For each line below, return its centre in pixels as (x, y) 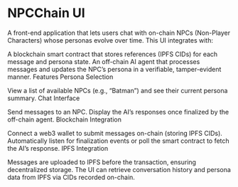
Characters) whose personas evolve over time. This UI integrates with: (110, 40)
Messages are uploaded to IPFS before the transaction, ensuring (102, 162)
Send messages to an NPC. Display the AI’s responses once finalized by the (118, 112)
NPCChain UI (46, 13)
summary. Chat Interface (44, 98)
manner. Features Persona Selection (60, 77)
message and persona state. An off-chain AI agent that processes (104, 61)
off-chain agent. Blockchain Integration (65, 119)
